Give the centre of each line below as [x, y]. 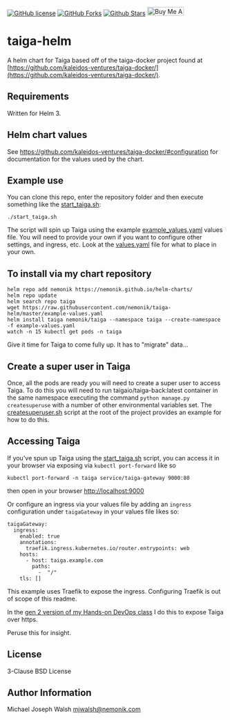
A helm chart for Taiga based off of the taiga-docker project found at [105, 60]
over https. [22, 619]
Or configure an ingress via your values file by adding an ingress [99, 504]
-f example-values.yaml [41, 326]
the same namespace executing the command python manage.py [98, 398]
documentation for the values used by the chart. [76, 159]
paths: [41, 566]
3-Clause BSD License [39, 671]
